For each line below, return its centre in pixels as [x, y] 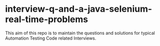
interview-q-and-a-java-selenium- [79, 9]
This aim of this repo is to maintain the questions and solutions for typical [80, 33]
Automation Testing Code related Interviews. [51, 38]
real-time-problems [47, 19]
